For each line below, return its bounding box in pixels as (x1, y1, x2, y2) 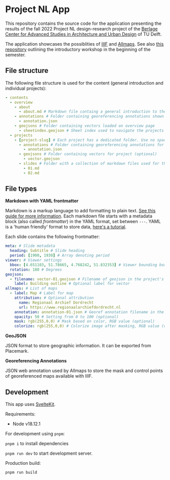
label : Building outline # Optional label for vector (14, 281, 130, 286)
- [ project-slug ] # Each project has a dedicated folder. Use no (14, 137, 155, 142)
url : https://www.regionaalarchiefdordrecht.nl (18, 305, 121, 310)
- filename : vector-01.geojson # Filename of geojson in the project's (10, 276, 164, 282)
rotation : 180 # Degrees (10, 267, 62, 272)
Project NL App (5, 4, 70, 15)
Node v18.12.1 (12, 421, 40, 427)
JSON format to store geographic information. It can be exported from (5, 343, 151, 349)
